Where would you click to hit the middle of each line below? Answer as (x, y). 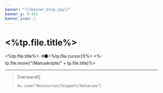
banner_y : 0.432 (21, 14)
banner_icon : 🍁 (20, 18)
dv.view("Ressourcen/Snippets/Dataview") (59, 86)
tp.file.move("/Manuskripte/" (33, 63)
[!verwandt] (29, 77)
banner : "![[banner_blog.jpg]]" (38, 9)
